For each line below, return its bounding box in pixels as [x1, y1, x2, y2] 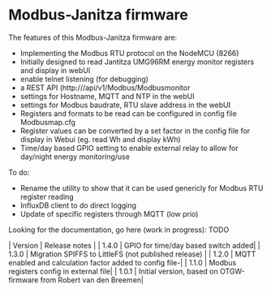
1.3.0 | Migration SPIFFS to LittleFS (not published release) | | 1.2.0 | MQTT [8, 249, 256, 259]
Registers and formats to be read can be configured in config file [19, 108, 237, 118]
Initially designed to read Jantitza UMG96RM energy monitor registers [19, 57, 255, 67]
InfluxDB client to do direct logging [19, 200, 136, 210]
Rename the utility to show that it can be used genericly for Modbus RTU [19, 183, 264, 192]
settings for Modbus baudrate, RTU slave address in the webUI [19, 100, 231, 110]
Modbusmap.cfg [19, 117, 75, 127]
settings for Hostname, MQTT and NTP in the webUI [19, 91, 195, 101]
